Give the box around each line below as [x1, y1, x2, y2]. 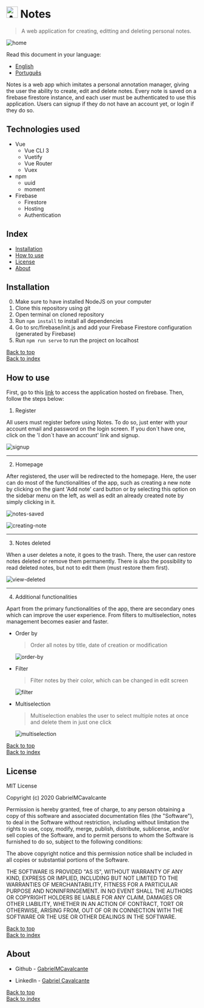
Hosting [24, 205, 44, 212]
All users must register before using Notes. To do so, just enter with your [6, 419, 188, 426]
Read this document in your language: [6, 50, 101, 58]
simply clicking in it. [6, 499, 56, 506]
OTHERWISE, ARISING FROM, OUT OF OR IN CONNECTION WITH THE [6, 907, 183, 914]
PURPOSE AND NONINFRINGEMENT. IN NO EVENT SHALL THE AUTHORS [6, 887, 193, 894]
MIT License [6, 782, 38, 789]
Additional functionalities [15, 593, 78, 601]
